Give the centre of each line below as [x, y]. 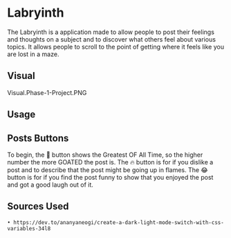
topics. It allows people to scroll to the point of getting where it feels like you [116, 46]
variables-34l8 [29, 228]
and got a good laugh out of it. [50, 185]
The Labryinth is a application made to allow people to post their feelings [111, 32]
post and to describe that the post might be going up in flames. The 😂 [108, 170]
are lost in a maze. [33, 54]
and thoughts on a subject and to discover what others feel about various [112, 39]
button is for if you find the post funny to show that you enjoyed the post [110, 177]
